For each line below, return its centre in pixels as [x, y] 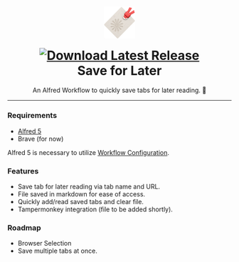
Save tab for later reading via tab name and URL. [89, 187]
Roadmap [24, 228]
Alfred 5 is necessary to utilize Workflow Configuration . [88, 152]
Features [23, 171]
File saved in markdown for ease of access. [81, 194]
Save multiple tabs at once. [57, 251]
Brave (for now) [41, 138]
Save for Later [119, 70]
